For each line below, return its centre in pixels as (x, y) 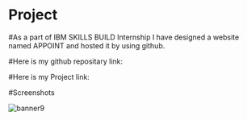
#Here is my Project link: (49, 77)
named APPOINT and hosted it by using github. (87, 45)
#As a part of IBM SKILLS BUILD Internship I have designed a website (124, 37)
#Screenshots (31, 92)
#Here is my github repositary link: (66, 61)
